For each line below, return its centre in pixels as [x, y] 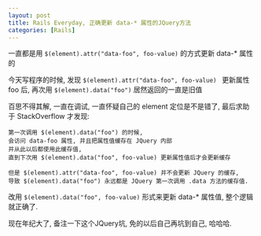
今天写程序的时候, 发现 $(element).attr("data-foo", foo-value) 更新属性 [129, 80]
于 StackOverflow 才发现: [49, 116]
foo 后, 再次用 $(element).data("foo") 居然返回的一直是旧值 [105, 90]
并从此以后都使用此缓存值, [45, 149]
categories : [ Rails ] [42, 30]
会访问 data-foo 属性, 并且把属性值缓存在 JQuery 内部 [90, 141]
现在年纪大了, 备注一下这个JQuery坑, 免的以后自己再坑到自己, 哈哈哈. [120, 223]
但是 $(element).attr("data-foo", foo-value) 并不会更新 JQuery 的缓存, [124, 173]
